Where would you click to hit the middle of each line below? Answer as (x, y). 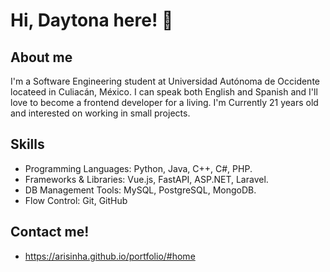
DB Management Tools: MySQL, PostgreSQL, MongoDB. (140, 190)
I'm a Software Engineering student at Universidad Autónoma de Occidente (165, 81)
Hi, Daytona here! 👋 (92, 20)
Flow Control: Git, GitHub (76, 200)
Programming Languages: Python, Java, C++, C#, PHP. (138, 168)
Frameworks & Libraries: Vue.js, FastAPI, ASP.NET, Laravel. (146, 179)
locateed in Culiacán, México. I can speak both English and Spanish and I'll (164, 92)
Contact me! (50, 232)
